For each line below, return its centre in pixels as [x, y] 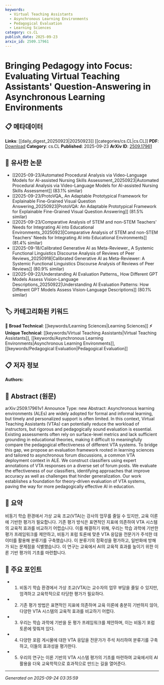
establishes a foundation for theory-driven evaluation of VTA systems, [75, 481]
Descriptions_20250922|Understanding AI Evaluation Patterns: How [80, 284]
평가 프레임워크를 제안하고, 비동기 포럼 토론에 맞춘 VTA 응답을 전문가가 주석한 [79, 534]
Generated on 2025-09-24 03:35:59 [41, 678]
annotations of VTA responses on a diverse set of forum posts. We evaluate [81, 466]
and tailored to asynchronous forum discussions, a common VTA [70, 455]
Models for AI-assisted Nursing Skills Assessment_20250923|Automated [85, 180]
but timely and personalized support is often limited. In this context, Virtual [80, 419]
